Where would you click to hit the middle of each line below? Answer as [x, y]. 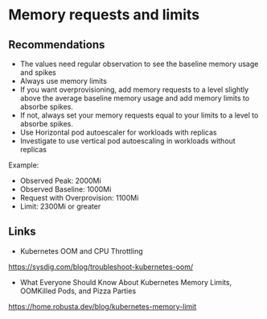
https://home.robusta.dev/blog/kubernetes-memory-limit [103, 306]
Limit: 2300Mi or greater [60, 206]
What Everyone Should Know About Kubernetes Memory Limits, [126, 282]
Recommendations [57, 45]
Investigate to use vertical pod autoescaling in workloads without [127, 141]
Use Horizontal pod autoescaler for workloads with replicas [118, 132]
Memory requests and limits [104, 15]
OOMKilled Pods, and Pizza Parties [78, 291]
